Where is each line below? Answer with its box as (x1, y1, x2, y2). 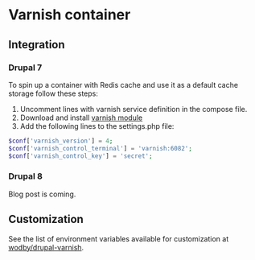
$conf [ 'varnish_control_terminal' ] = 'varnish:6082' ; (8, 144, 193, 152)
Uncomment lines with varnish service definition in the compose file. (19, 104, 248, 113)
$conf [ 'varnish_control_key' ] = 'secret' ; (8, 151, 153, 160)
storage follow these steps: (8, 89, 99, 98)
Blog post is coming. (8, 189, 76, 199)
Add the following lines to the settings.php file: (19, 121, 175, 130)
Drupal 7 (8, 62, 43, 73)
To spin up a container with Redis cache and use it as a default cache (8, 80, 239, 89)
